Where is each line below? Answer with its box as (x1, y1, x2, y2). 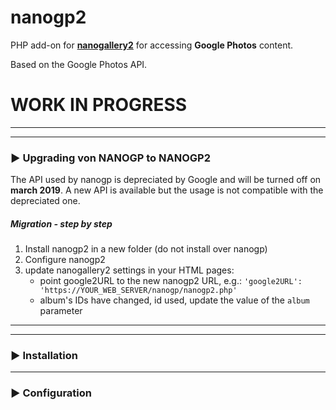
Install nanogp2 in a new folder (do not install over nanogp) (24, 243, 268, 255)
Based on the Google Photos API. (10, 58, 148, 70)
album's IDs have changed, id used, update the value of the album (39, 294, 310, 306)
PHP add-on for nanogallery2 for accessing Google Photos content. (10, 39, 294, 51)
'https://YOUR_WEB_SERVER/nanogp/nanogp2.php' (39, 286, 238, 296)
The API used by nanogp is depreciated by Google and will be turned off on (10, 174, 322, 186)
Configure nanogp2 (24, 254, 106, 266)
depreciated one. (10, 195, 81, 207)
